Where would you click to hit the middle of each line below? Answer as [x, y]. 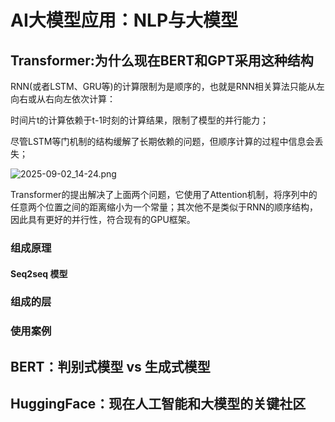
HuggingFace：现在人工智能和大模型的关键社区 [158, 404]
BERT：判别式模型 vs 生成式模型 [110, 366]
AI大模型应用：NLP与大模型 [124, 20]
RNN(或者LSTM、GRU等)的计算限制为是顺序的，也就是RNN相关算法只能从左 [167, 86]
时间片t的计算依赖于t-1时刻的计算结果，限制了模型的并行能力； [140, 120]
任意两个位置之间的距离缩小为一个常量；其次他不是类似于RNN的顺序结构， [164, 207]
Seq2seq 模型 [39, 273]
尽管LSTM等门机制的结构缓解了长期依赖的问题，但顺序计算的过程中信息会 [162, 141]
